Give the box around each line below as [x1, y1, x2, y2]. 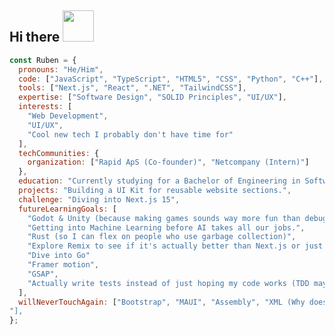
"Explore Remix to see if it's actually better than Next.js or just [27, 241, 324, 251]
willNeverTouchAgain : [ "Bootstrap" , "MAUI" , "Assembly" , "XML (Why [18, 297, 306, 307]
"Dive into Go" [27, 251, 91, 261]
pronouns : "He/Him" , [18, 64, 104, 75]
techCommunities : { [18, 148, 100, 158]
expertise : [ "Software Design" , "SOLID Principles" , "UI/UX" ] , [18, 92, 287, 103]
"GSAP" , [27, 269, 59, 279]
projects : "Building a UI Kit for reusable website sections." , [18, 186, 292, 196]
